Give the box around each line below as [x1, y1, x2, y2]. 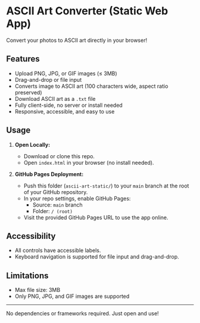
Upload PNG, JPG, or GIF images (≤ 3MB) [14, 70, 117, 77]
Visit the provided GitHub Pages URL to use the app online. [23, 214, 168, 221]
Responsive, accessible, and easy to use [14, 107, 115, 115]
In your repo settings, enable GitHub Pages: [23, 195, 131, 202]
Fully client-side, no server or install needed [14, 101, 123, 109]
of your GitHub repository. [23, 188, 88, 195]
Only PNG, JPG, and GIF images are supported [14, 293, 130, 300]
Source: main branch [32, 201, 83, 208]
